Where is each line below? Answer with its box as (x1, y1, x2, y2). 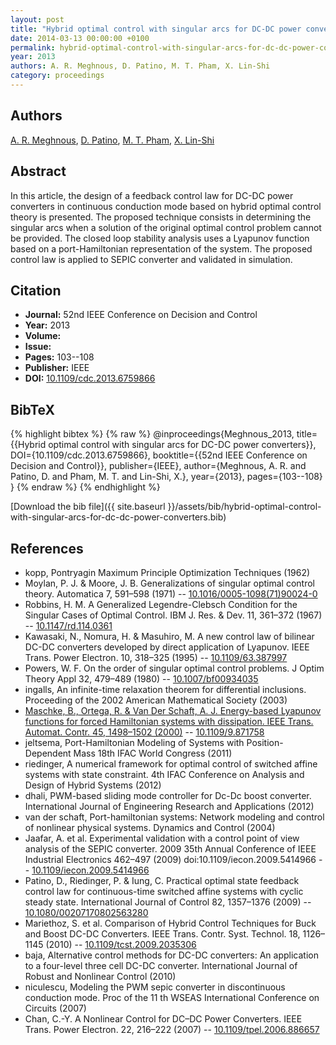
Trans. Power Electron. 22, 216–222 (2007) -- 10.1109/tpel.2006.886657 (24, 1023, 320, 1035)
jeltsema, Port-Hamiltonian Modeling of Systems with (24, 736, 245, 748)
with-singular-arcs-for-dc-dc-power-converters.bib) (10, 511, 227, 523)
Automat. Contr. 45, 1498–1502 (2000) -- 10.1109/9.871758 (24, 726, 265, 738)
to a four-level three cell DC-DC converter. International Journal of (24, 959, 298, 971)
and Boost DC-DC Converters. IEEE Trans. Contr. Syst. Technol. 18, (24, 927, 301, 940)
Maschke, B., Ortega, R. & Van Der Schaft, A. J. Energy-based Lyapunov (24, 704, 322, 716)
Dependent (24, 747, 72, 759)
